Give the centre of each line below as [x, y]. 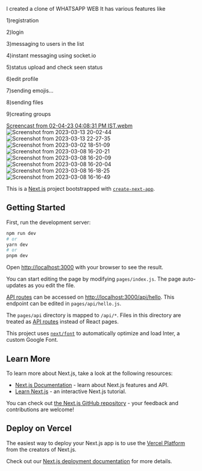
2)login [15, 32]
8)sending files [25, 102]
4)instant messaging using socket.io [51, 56]
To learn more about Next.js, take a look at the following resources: [90, 373]
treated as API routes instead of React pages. [62, 322]
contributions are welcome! [40, 409]
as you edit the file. [52, 286]
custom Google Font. [32, 340]
